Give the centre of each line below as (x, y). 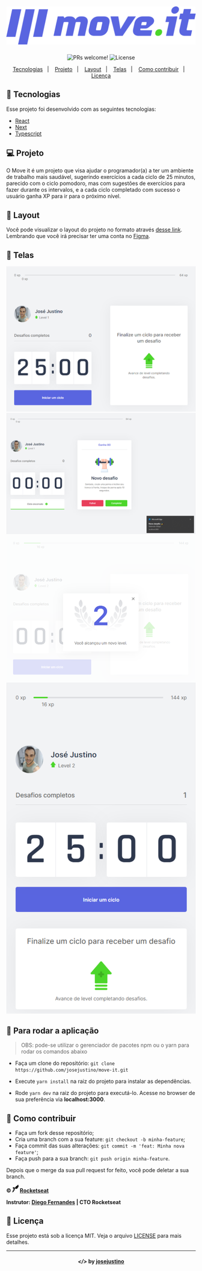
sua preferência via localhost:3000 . (60, 1099)
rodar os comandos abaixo (54, 1052)
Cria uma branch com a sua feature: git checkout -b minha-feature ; (100, 1140)
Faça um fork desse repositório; (54, 1133)
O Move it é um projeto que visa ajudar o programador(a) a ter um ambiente (100, 171)
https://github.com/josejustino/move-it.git (72, 1070)
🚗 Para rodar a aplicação (53, 1031)
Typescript (28, 133)
